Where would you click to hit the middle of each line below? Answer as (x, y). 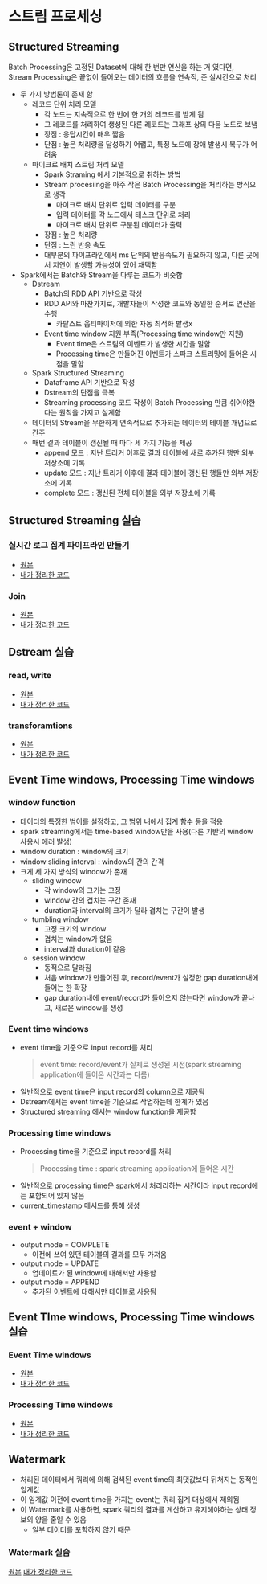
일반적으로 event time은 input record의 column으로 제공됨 (112, 1091)
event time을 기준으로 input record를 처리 (86, 1047)
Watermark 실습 (39, 1553)
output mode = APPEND (60, 1282)
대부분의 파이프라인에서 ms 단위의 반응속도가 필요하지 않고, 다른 (144, 255)
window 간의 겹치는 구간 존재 (90, 900)
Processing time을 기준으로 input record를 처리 (95, 1152)
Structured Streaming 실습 (75, 520)
